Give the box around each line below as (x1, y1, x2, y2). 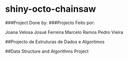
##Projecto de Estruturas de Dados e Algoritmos (5, 38, 105, 45)
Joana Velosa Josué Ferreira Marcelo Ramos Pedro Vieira (5, 29, 124, 35)
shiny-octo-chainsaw (5, 3, 96, 15)
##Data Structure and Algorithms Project (5, 48, 89, 54)
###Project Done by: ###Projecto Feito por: (5, 20, 95, 26)
